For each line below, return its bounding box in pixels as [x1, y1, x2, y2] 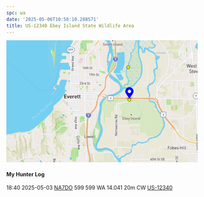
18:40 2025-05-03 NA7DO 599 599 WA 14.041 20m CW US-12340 [6, 184, 173, 192]
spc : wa [6, 10, 26, 16]
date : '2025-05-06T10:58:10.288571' [6, 16, 99, 22]
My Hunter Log [6, 170, 45, 178]
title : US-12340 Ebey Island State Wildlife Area [6, 22, 135, 29]
